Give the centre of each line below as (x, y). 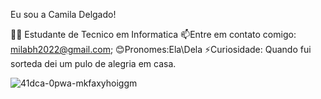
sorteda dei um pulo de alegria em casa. (93, 63)
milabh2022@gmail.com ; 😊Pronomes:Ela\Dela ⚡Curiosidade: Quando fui (161, 49)
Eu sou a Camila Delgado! (63, 14)
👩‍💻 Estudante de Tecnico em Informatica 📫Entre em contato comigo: (153, 34)
